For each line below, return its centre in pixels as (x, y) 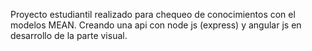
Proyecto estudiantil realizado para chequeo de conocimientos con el (153, 14)
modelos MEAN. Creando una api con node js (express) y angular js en (156, 25)
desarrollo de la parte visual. (69, 35)
